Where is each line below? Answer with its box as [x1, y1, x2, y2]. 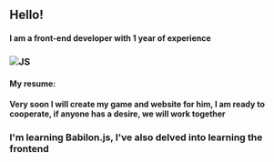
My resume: [9, 77, 56, 89]
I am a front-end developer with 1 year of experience [9, 32, 211, 44]
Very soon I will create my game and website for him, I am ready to [9, 99, 266, 110]
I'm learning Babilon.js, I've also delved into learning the [9, 131, 263, 144]
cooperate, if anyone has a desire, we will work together [9, 108, 226, 119]
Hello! [9, 7, 44, 23]
